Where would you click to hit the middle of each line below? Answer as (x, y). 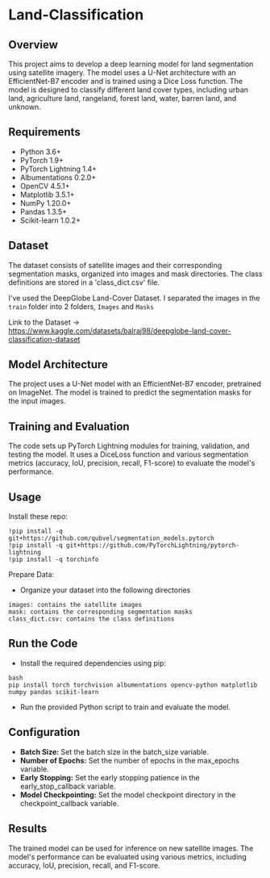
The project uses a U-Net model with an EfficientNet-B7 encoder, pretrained (135, 384)
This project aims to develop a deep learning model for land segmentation (131, 64)
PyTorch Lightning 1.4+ (58, 169)
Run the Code (43, 644)
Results (28, 829)
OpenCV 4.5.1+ (45, 186)
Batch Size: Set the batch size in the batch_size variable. (114, 751)
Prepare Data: (31, 575)
